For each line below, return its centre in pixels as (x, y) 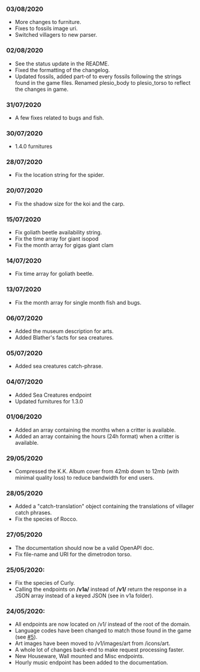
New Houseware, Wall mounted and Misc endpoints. (80, 656)
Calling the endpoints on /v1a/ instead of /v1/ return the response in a (101, 589)
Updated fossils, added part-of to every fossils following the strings (98, 76)
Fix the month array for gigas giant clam (64, 245)
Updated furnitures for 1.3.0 (49, 401)
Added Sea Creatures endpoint (53, 395)
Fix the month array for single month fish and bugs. (78, 302)
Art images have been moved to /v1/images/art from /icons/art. (93, 643)
